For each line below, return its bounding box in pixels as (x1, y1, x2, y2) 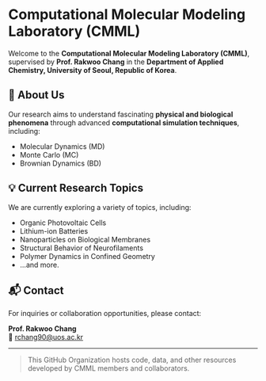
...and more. (19, 260, 59, 269)
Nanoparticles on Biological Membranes (19, 234, 151, 244)
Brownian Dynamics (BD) (19, 158, 101, 168)
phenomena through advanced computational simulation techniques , (8, 117, 240, 128)
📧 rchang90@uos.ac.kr (8, 333, 84, 342)
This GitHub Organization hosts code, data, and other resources (27, 355, 237, 365)
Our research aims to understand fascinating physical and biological (8, 109, 234, 119)
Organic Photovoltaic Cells (19, 218, 107, 227)
